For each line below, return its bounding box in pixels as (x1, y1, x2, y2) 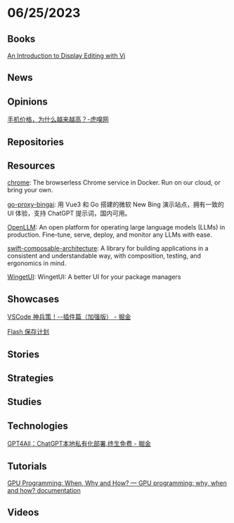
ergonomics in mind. (7, 259, 67, 267)
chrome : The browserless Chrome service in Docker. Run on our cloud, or (7, 178, 221, 187)
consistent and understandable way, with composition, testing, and (7, 251, 202, 260)
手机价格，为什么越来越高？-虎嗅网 (7, 115, 109, 124)
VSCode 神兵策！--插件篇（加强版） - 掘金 (7, 312, 131, 321)
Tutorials (7, 460, 47, 472)
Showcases (7, 293, 60, 305)
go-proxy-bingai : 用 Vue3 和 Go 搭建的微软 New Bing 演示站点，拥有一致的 (7, 200, 225, 208)
